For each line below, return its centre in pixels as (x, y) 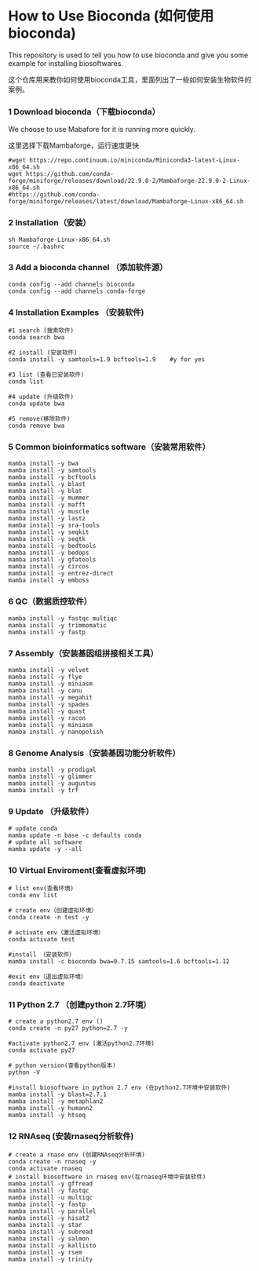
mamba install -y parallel (52, 1211)
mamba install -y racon (47, 718)
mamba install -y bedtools (52, 546)
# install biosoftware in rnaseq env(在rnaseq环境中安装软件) (107, 1177)
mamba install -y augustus (52, 783)
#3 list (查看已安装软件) (46, 375)
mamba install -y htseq (47, 1116)
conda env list (33, 895)
